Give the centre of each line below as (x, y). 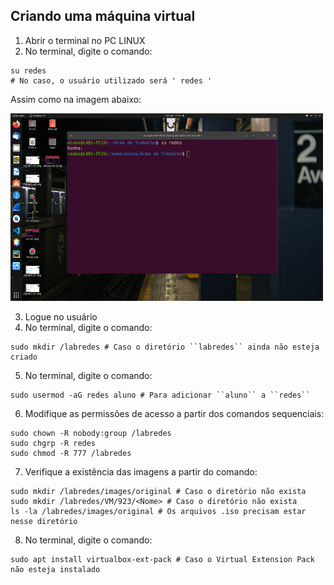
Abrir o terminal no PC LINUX (85, 40)
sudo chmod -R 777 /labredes (71, 453)
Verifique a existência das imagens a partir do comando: (141, 471)
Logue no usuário (61, 316)
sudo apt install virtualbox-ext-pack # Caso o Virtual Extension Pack (162, 559)
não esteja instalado (55, 569)
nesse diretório (44, 521)
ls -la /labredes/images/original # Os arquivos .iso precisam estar (158, 511)
